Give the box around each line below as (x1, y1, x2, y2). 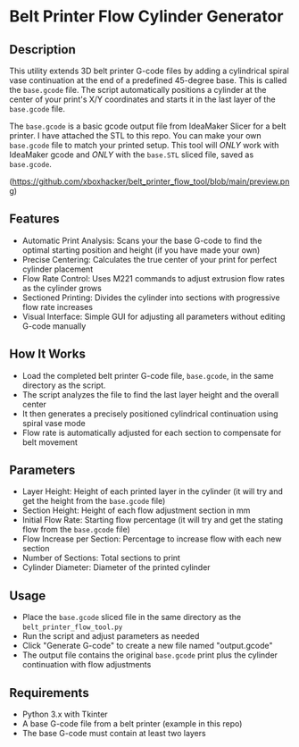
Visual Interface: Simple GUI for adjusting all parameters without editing (21, 311, 286, 322)
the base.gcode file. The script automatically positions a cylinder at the (9, 85, 267, 95)
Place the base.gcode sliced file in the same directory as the (21, 612, 242, 623)
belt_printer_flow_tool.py (21, 623, 123, 632)
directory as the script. (21, 380, 106, 390)
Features (9, 212, 60, 227)
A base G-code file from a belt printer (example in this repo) (21, 718, 243, 729)
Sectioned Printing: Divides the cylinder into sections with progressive (21, 292, 280, 303)
